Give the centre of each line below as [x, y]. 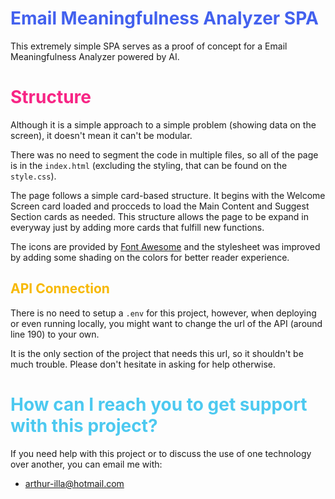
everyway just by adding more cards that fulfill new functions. [137, 227]
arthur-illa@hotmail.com [74, 483]
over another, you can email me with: [86, 464]
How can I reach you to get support [159, 404]
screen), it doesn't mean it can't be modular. [101, 135]
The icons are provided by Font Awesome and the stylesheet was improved [165, 246]
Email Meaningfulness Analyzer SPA [164, 18]
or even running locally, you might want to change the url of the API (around [166, 323]
